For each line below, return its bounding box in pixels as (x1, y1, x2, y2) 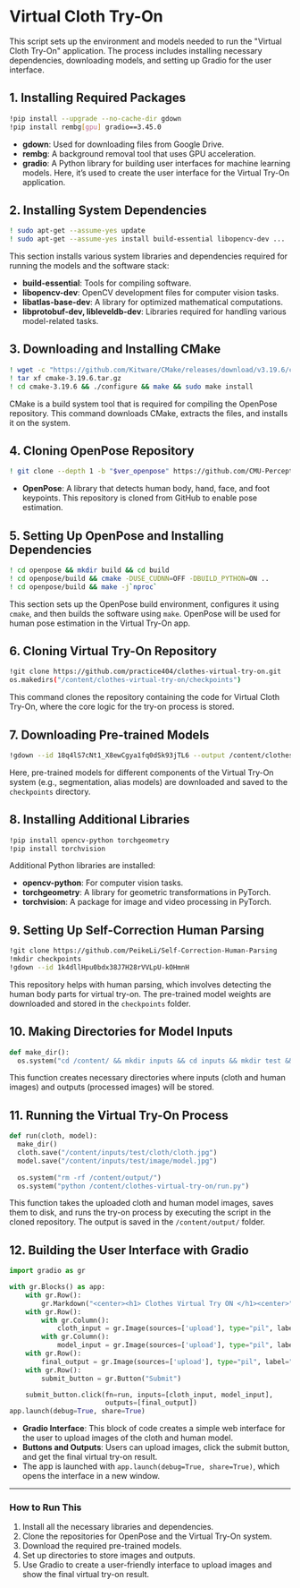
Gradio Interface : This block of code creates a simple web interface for (21, 1423, 286, 1434)
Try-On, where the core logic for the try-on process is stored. (9, 701, 235, 713)
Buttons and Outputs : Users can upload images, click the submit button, (21, 1442, 290, 1453)
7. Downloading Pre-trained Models (9, 727, 210, 742)
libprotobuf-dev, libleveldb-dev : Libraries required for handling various (21, 306, 287, 317)
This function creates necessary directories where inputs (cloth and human (9, 1072, 286, 1083)
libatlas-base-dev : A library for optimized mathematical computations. (21, 297, 284, 308)
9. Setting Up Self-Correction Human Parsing (9, 922, 265, 937)
